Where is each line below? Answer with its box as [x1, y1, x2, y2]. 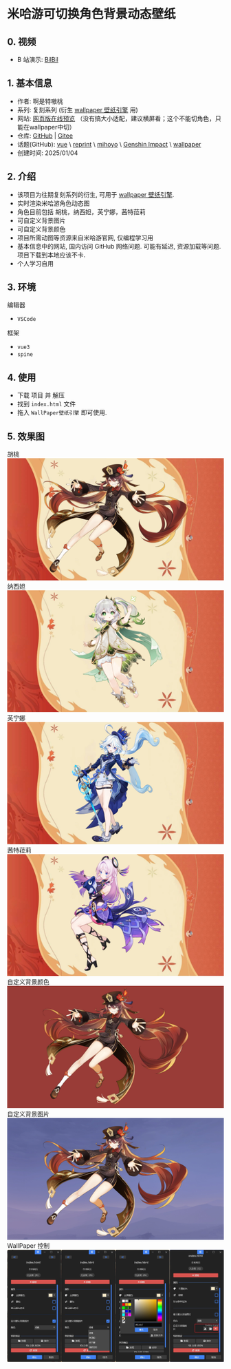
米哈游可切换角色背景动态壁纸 [7, 6, 177, 22]
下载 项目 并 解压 [16, 391, 65, 399]
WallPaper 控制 [7, 1242, 50, 1250]
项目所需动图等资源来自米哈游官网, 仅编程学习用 [16, 233, 153, 242]
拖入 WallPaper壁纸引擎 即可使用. [16, 408, 107, 417]
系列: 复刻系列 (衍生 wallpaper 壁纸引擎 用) [16, 105, 139, 114]
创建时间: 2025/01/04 [16, 149, 78, 157]
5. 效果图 [7, 430, 45, 442]
